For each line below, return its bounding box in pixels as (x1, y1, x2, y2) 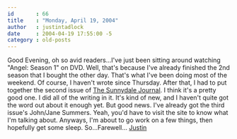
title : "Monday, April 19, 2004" (7, 17, 119, 24)
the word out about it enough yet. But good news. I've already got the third (7, 101, 225, 109)
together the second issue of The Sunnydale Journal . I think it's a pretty (7, 86, 216, 95)
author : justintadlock (7, 23, 83, 30)
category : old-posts (7, 37, 71, 44)
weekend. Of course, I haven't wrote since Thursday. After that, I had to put (7, 78, 227, 87)
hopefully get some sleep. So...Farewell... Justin (7, 123, 147, 132)
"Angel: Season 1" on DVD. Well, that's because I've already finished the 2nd (7, 64, 230, 72)
